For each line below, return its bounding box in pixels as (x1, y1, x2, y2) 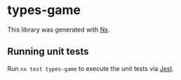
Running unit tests (7, 46, 89, 58)
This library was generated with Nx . (7, 25, 110, 34)
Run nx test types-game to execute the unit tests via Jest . (7, 64, 174, 72)
